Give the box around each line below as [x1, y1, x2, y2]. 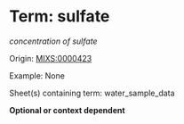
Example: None [9, 70, 65, 81]
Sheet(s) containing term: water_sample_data [9, 87, 175, 98]
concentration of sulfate [9, 36, 98, 46]
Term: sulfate [9, 6, 110, 27]
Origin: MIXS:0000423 [9, 53, 92, 63]
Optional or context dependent [9, 104, 126, 115]
